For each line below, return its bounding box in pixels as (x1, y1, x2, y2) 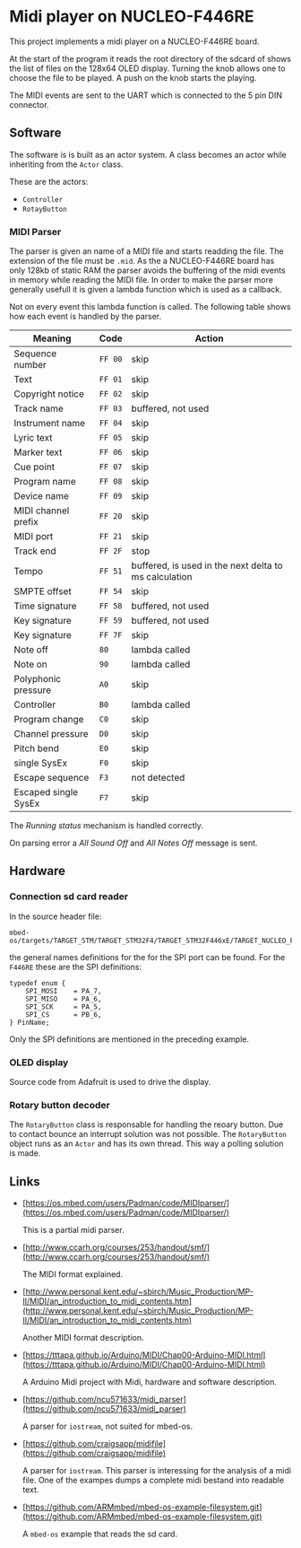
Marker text (13, 446, 63, 459)
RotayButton (21, 205, 67, 214)
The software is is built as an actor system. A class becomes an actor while (9, 149, 287, 160)
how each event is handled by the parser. (9, 311, 162, 322)
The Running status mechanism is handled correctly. (9, 820, 204, 831)
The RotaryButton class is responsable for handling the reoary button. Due (9, 1119, 284, 1130)
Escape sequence (13, 772, 90, 784)
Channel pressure (13, 728, 89, 740)
